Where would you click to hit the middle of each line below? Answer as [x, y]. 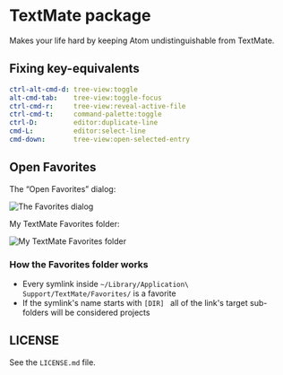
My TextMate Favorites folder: [64, 223]
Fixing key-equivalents [75, 69]
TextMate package [80, 16]
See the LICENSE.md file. [52, 362]
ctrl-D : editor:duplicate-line [84, 123]
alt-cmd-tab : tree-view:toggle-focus [86, 98]
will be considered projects [100, 312]
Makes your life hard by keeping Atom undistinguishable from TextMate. [142, 40]
